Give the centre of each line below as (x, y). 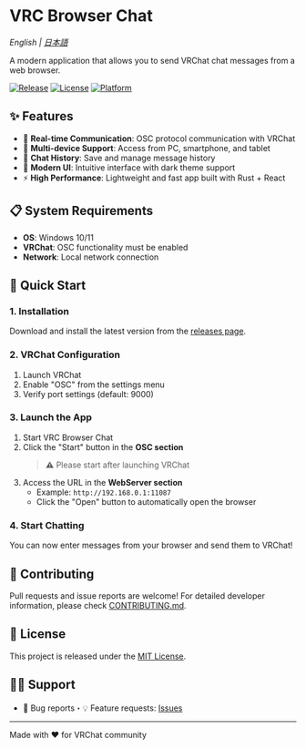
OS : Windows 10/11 (58, 237)
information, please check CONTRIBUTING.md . (98, 605)
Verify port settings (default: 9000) (88, 394)
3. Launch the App (51, 417)
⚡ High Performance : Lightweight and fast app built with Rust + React (154, 178)
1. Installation (40, 311)
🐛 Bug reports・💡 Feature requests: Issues (102, 708)
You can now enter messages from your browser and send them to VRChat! (151, 545)
